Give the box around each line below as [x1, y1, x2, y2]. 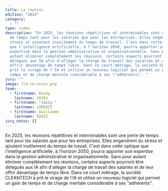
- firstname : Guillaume [9, 109, 59, 115]
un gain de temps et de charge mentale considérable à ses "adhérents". [5, 180, 153, 186]
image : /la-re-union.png [5, 81, 57, 86]
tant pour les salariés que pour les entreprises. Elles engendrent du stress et [5, 138, 162, 144]
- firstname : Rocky [9, 91, 50, 96]
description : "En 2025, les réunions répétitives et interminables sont [5, 30, 160, 35]
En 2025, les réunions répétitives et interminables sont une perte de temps [5, 132, 159, 138]
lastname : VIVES [14, 95, 48, 100]
